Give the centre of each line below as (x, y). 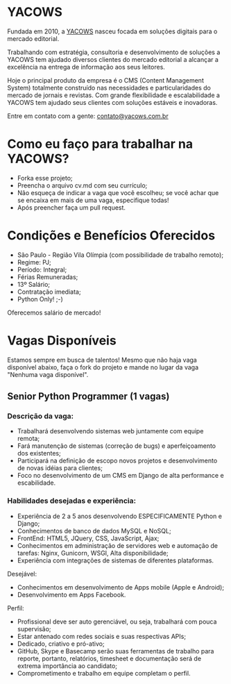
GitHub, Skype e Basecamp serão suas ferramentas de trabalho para (115, 651)
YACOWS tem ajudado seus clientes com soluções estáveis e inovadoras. (112, 102)
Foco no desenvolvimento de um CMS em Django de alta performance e (120, 476)
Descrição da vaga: (41, 416)
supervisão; (34, 628)
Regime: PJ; (34, 262)
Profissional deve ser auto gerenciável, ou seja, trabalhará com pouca (117, 622)
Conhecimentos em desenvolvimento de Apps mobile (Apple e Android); (120, 587)
